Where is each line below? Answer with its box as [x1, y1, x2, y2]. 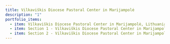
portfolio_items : [5, 17, 42, 22]
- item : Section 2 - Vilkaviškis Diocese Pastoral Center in [10, 31, 142, 36]
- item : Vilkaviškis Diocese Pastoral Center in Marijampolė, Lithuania [10, 21, 166, 27]
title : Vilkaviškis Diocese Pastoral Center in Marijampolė [5, 7, 135, 13]
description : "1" [5, 12, 42, 17]
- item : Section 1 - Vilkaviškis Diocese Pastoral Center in [10, 26, 142, 31]
